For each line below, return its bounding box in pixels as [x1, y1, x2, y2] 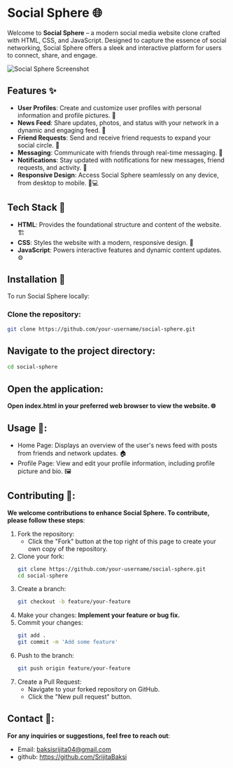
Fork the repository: [17, 529, 75, 538]
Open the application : [7, 383, 104, 395]
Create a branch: [17, 585, 66, 593]
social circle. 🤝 [17, 140, 60, 149]
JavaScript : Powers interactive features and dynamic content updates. [17, 246, 222, 254]
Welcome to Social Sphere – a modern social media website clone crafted [7, 28, 220, 37]
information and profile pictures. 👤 [17, 111, 117, 119]
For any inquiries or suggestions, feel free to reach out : [7, 731, 170, 740]
